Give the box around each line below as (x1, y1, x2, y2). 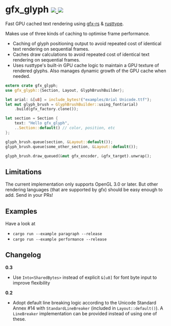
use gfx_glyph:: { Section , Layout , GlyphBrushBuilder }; (5, 88, 125, 93)
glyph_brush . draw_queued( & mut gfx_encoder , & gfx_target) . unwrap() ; (5, 153, 152, 158)
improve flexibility (12, 279, 50, 286)
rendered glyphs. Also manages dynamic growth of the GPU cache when (12, 68, 166, 74)
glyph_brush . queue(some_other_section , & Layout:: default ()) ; (5, 144, 138, 149)
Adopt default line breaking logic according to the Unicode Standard (12, 299, 157, 305)
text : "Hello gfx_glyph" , (14, 120, 70, 126)
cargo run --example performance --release (12, 237, 107, 242)
